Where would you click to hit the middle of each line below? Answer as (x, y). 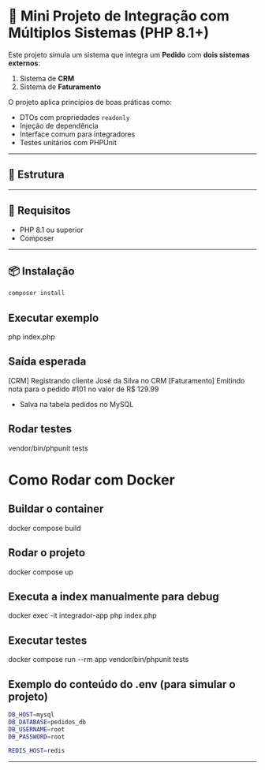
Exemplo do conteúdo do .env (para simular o (122, 684)
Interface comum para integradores (77, 134)
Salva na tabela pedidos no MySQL (77, 404)
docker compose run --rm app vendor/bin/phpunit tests (99, 660)
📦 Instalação (41, 271)
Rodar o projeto (47, 553)
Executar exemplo (54, 318)
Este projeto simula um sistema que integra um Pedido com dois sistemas (129, 54)
